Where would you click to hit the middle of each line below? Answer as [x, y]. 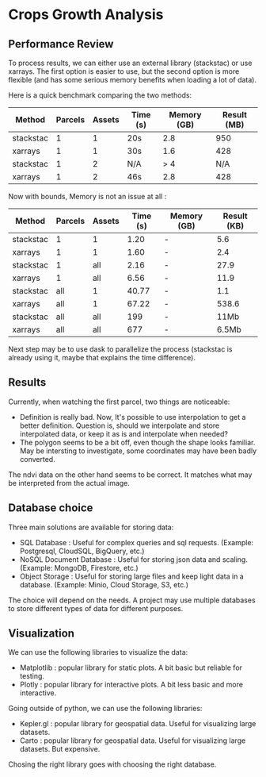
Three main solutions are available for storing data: [91, 527]
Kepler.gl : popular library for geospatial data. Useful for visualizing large [138, 724]
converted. [37, 459]
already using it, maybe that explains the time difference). [102, 358]
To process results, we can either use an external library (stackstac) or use [130, 63]
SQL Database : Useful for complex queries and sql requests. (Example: [137, 542]
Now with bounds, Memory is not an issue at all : [87, 196]
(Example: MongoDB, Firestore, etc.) [79, 567]
